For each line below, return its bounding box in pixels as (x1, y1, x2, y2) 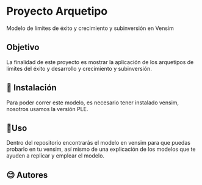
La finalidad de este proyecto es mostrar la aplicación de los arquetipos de (6, 58, 194, 65)
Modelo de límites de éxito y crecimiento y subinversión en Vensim (6, 24, 174, 32)
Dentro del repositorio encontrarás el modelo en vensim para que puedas (6, 139, 191, 147)
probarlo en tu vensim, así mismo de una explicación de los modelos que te (6, 145, 196, 153)
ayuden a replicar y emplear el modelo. (6, 152, 105, 159)
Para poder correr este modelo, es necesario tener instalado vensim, (6, 99, 179, 106)
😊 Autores (6, 170, 48, 180)
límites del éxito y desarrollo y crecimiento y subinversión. (6, 65, 153, 72)
